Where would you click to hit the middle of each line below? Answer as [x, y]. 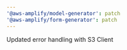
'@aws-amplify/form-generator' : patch [62, 20]
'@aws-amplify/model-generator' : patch [63, 13]
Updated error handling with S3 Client [60, 39]
